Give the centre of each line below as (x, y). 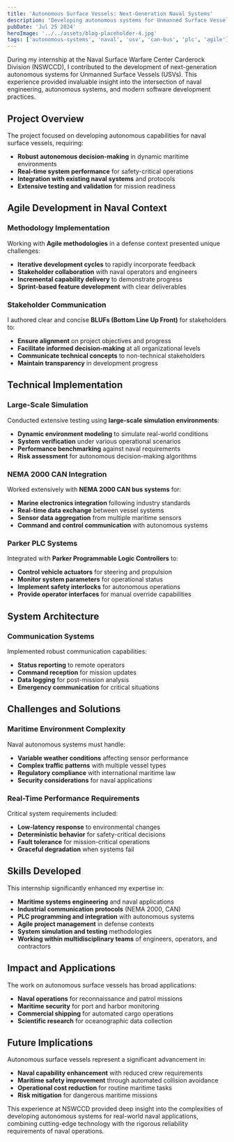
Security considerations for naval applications (85, 780)
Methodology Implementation (58, 228)
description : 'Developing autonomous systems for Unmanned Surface (107, 20)
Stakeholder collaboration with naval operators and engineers (107, 272)
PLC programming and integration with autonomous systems (106, 916)
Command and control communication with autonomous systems (112, 525)
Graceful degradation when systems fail (76, 849)
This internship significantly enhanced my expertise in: (86, 888)
